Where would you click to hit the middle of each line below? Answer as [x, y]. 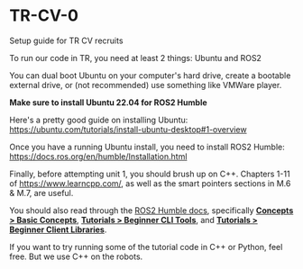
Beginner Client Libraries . [58, 229]
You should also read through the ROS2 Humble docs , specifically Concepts [151, 210]
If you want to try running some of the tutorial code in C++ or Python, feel [146, 247]
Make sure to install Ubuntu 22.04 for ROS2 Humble [108, 102]
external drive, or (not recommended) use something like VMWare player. [146, 85]
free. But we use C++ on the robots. [76, 256]
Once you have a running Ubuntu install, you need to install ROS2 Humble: [147, 147]
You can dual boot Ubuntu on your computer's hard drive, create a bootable [150, 75]
